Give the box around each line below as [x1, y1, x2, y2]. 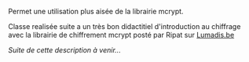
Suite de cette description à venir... [8, 46, 122, 54]
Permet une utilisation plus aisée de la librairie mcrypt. [8, 7, 184, 16]
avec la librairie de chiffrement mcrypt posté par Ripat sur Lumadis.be [8, 31, 235, 39]
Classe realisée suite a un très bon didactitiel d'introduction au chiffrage [8, 22, 241, 31]
